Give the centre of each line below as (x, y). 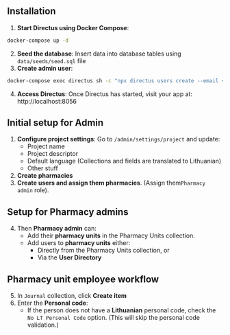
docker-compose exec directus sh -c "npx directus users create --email (113, 81)
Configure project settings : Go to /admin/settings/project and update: (118, 139)
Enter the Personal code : (52, 303)
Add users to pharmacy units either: (79, 243)
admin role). (33, 190)
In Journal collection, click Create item (72, 296)
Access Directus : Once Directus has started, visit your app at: (105, 94)
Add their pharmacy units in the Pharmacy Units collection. (111, 235)
